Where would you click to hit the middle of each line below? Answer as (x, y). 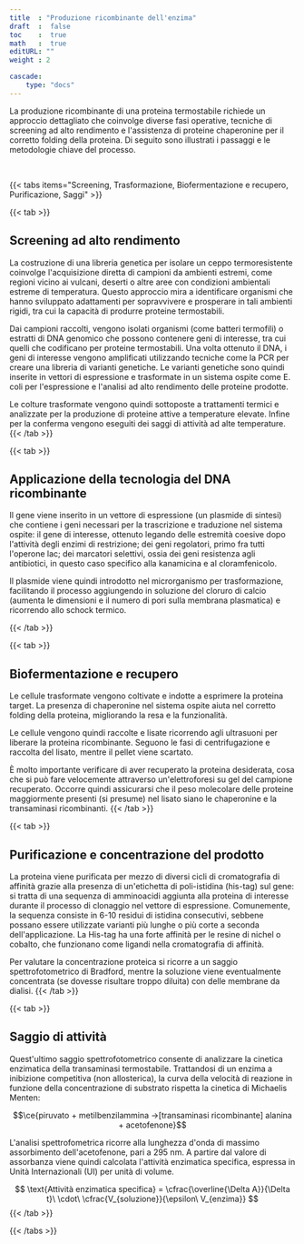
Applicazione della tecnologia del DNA (120, 479)
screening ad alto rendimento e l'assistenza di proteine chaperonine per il (147, 130)
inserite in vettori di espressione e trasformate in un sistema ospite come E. (150, 376)
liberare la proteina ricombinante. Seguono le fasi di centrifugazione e (140, 743)
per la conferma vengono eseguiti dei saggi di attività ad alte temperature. (147, 423)
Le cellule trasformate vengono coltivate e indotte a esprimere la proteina (147, 696)
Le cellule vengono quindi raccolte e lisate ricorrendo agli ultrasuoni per (144, 733)
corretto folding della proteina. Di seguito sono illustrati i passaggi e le (140, 140)
